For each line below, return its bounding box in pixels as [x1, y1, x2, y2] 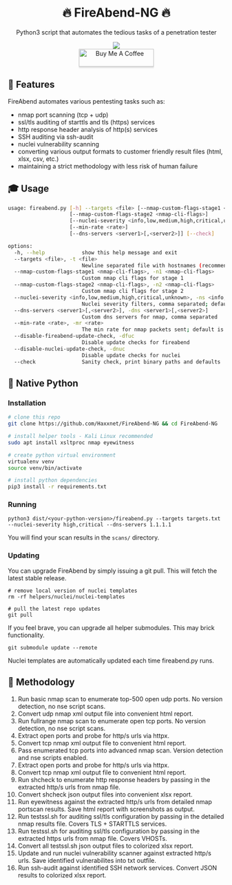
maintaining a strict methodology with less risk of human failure [17, 162, 198, 170]
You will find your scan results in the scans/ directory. [8, 533, 160, 542]
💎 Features [8, 79, 55, 91]
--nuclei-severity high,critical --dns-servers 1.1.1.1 [8, 522, 171, 529]
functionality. [8, 631, 45, 639]
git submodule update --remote [8, 644, 98, 651]
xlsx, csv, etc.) [17, 154, 59, 163]
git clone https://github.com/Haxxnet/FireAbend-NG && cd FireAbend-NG [8, 420, 218, 428]
